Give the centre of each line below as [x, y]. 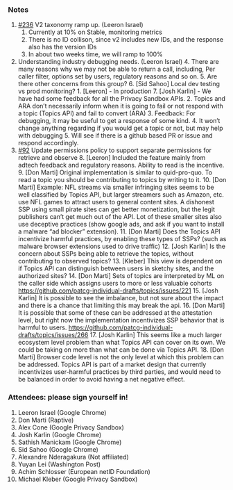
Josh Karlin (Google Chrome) [60, 434]
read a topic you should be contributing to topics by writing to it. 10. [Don [122, 180]
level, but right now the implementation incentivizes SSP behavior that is [121, 320]
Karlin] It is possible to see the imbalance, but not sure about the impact [121, 298]
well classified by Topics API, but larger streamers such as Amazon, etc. [121, 195]
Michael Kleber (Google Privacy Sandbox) [78, 479]
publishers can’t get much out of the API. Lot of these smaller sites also [120, 217]
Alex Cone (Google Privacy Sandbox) [71, 427]
